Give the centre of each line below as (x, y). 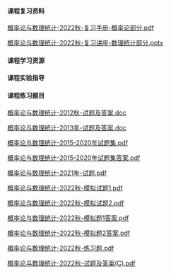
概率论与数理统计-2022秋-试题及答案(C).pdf (71, 263)
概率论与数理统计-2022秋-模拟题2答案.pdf (69, 233)
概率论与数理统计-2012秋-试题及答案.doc (67, 113)
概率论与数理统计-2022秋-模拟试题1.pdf (65, 188)
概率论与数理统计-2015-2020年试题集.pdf (68, 142)
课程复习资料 (26, 11)
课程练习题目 (26, 95)
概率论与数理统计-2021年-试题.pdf (57, 173)
